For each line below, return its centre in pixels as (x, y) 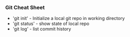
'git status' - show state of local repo (51, 23)
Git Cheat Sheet (25, 7)
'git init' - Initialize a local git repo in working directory (69, 18)
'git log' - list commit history (42, 29)
